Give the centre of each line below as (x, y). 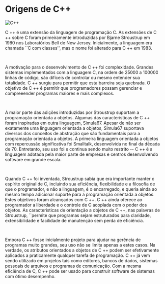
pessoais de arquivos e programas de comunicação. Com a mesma (73, 266)
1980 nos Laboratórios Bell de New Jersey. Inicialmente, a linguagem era (79, 42)
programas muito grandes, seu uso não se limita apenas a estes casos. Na (80, 245)
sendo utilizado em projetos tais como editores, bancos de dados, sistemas (82, 260)
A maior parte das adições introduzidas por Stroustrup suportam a (72, 112)
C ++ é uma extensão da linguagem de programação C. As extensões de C (81, 32)
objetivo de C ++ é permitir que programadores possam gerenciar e (74, 88)
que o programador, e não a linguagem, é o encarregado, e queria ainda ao (81, 189)
